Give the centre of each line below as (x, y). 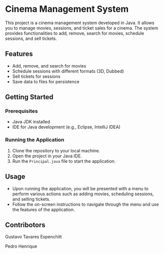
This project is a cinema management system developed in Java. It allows (80, 23)
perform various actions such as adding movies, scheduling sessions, (83, 194)
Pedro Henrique (21, 246)
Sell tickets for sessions (36, 76)
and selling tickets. (31, 199)
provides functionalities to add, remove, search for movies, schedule (75, 33)
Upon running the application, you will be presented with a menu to (80, 188)
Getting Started (29, 97)
